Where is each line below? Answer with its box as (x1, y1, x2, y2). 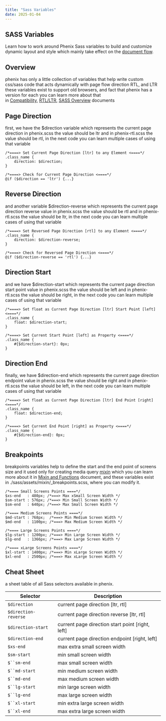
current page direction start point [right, (57, 621, 150, 628)
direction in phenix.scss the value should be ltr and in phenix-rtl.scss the (5, 130, 153, 136)
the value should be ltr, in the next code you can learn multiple (21, 214, 148, 219)
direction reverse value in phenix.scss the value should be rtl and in (5, 208, 142, 214)
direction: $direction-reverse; (14, 237, 81, 242)
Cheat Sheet (5, 568, 44, 576)
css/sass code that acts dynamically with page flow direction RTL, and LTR (5, 81, 158, 87)
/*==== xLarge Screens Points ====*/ (5, 546, 83, 551)
